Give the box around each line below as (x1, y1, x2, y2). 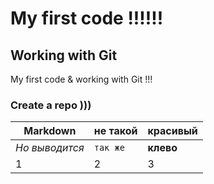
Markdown (23, 124, 77, 138)
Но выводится (15, 141, 85, 155)
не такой (93, 124, 138, 138)
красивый (147, 124, 198, 138)
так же (93, 142, 125, 154)
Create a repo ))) (10, 98, 92, 112)
